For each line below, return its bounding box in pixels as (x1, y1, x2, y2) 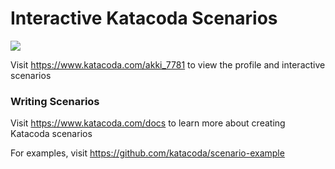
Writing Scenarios (10, 94, 100, 108)
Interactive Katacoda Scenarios (10, 7, 278, 30)
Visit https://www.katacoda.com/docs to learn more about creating (10, 117, 286, 129)
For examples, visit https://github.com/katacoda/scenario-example (10, 147, 285, 159)
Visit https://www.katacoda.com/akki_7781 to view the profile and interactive (10, 58, 326, 71)
